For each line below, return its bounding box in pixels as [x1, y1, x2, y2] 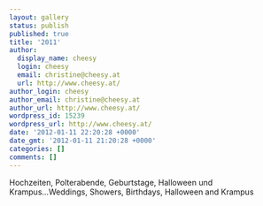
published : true [9, 29, 69, 38]
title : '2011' [9, 37, 62, 47]
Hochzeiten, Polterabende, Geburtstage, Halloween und [9, 177, 213, 187]
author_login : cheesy [9, 87, 89, 95]
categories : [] [9, 144, 66, 153]
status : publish [9, 21, 69, 30]
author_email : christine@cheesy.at [9, 95, 141, 104]
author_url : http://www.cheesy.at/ [9, 103, 141, 112]
